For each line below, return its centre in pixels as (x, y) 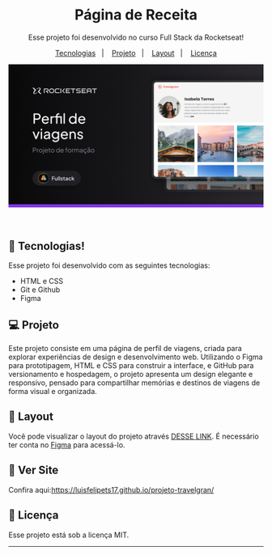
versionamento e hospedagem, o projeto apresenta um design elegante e (131, 375)
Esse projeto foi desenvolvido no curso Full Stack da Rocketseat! (136, 37)
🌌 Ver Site (34, 470)
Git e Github (40, 290)
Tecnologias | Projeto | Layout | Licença (136, 53)
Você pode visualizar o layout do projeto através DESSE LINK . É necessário (134, 436)
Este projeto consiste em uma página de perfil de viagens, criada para (125, 349)
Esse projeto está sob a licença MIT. (69, 535)
